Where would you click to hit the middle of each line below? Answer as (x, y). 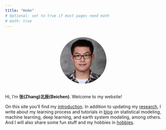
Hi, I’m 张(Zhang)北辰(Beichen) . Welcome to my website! (64, 97)
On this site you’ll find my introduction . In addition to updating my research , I (83, 107)
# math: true (19, 21)
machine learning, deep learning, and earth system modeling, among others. (83, 117)
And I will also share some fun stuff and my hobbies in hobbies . (70, 123)
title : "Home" (20, 10)
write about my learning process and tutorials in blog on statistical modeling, (83, 112)
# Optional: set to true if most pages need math (57, 16)
